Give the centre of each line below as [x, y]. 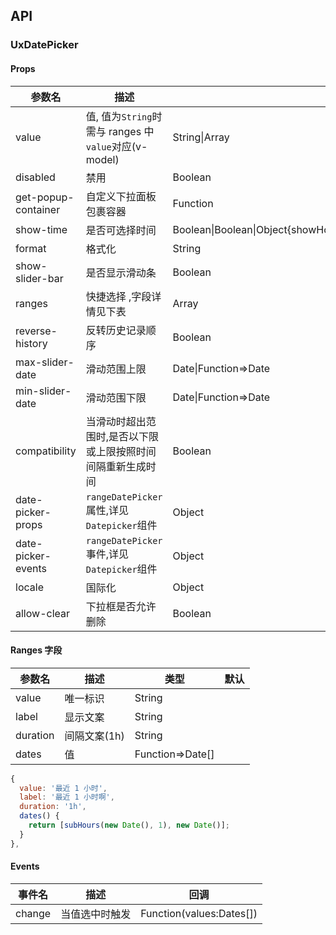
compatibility [46, 451]
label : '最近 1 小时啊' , [67, 797]
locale [29, 587]
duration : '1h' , [53, 807]
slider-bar [39, 278]
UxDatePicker [44, 45]
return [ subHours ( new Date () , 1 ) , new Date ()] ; [129, 825]
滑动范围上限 [116, 369]
